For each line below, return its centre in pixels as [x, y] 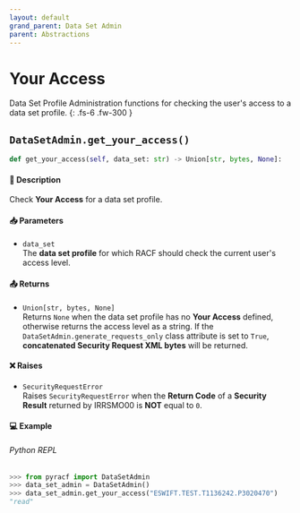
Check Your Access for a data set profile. [86, 200]
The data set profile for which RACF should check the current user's [149, 253]
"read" [21, 502]
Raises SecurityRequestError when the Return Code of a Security [144, 396]
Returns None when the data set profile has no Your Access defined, [148, 316]
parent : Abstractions [50, 34]
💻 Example [31, 426]
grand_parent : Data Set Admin [66, 26]
